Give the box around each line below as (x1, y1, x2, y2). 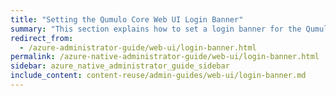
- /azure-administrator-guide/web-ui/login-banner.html (19, 42, 257, 53)
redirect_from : (10, 33, 74, 43)
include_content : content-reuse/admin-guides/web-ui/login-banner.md (10, 71, 307, 81)
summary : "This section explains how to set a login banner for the (10, 24, 302, 34)
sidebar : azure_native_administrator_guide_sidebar (10, 61, 230, 71)
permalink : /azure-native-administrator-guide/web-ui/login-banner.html (10, 52, 320, 62)
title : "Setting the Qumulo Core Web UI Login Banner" (10, 14, 244, 25)
